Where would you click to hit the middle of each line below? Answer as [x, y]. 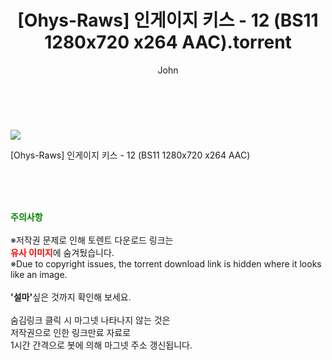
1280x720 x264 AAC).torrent [168, 42]
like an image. [39, 274]
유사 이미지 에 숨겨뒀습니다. [62, 252]
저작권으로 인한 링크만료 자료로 [71, 332]
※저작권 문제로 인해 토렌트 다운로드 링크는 [92, 240]
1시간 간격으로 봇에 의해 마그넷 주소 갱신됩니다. [101, 345]
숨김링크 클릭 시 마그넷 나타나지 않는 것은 [90, 320]
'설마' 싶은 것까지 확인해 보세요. [71, 297]
